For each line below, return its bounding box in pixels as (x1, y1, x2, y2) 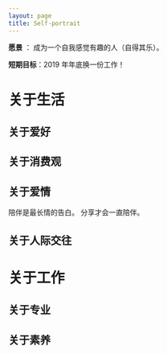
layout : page (8, 11, 52, 20)
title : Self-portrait (8, 19, 81, 27)
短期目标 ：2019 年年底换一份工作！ (8, 60, 125, 69)
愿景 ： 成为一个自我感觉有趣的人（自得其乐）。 (8, 42, 164, 52)
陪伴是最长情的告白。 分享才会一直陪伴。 (8, 208, 145, 217)
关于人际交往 (8, 233, 72, 247)
